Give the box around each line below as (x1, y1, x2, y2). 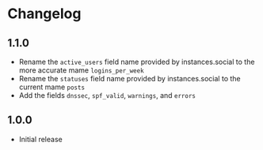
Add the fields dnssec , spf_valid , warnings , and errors (18, 91, 196, 99)
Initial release (18, 134, 63, 144)
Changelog (7, 5, 82, 23)
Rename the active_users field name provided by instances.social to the (18, 57, 255, 66)
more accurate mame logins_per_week (18, 66, 144, 75)
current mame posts (18, 82, 85, 92)
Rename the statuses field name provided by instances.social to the (18, 74, 241, 83)
